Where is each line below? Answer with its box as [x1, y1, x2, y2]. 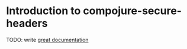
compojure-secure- [82, 4, 182, 18]
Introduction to [6, 4, 81, 18]
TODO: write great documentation [6, 36, 89, 43]
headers [6, 17, 49, 30]
